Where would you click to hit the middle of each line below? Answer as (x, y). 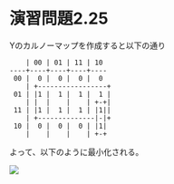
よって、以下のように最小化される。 (77, 151)
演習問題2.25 (59, 19)
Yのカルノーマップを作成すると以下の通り (87, 45)
